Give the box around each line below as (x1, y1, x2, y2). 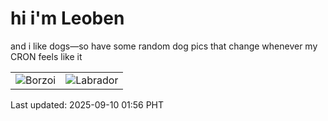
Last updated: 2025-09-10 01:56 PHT (10, 98, 165, 111)
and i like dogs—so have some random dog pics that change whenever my (10, 40, 318, 52)
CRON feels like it (10, 50, 83, 62)
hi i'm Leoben (10, 7, 125, 30)
